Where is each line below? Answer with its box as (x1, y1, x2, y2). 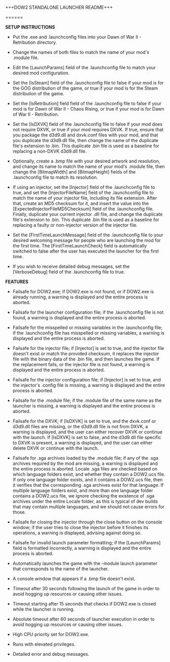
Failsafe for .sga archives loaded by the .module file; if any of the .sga (12, 455, 159, 461)
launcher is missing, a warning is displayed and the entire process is (12, 403, 156, 409)
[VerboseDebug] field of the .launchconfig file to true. (12, 269, 125, 274)
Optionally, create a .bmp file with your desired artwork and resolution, (12, 158, 160, 164)
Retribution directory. (12, 39, 57, 45)
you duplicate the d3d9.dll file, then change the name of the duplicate (12, 137, 159, 143)
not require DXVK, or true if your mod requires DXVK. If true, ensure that (12, 127, 164, 132)
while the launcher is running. (12, 606, 75, 612)
